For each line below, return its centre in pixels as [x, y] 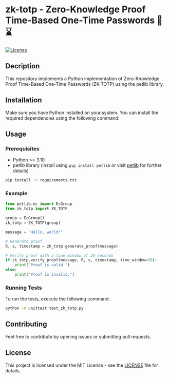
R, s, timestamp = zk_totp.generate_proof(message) [62, 246]
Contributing [26, 324]
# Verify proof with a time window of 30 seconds [60, 255]
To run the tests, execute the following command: [58, 299]
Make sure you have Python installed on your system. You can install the [82, 112]
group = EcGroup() [25, 218]
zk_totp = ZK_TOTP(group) [33, 223]
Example [16, 194]
